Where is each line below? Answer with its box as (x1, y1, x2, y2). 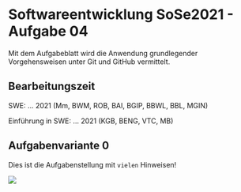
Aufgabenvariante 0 (8, 139, 109, 152)
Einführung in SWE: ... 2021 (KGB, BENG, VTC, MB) (8, 116, 174, 126)
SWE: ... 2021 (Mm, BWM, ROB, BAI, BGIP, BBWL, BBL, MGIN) (8, 100, 209, 110)
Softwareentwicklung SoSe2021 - (8, 6, 235, 24)
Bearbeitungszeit (8, 80, 96, 93)
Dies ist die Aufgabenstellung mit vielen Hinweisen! (8, 160, 177, 169)
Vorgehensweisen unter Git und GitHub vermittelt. (8, 57, 171, 66)
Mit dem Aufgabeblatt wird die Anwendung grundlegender (8, 48, 198, 58)
